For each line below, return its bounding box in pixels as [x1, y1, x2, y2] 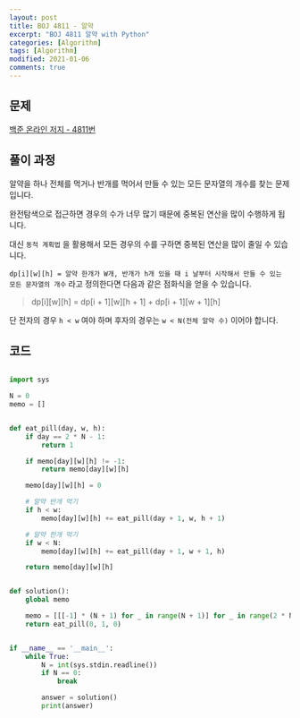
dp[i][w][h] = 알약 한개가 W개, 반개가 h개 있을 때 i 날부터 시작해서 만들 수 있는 [9, 269, 283, 278]
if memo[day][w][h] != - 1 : [25, 457, 126, 466]
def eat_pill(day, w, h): [9, 423, 105, 432]
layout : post [9, 13, 58, 22]
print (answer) [41, 702, 94, 711]
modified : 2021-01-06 [9, 55, 90, 64]
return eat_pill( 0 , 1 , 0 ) [25, 620, 122, 628]
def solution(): [9, 587, 70, 596]
